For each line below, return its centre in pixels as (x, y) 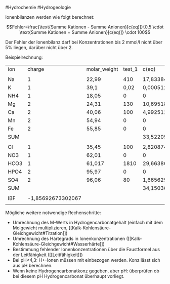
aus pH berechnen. (33, 266)
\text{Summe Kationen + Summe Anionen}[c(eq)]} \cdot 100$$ (85, 32)
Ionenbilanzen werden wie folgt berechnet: (50, 17)
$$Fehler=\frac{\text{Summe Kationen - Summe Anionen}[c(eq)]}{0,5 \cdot (85, 27)
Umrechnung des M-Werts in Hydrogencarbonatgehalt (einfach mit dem (88, 222)
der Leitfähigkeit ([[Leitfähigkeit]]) (48, 255)
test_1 (131, 69)
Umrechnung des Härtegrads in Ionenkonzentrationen (69, 238)
